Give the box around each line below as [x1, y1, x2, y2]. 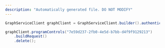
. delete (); [14, 39, 36, 44]
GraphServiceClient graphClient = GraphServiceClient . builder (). [5, 21, 141, 25]
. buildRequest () [14, 34, 48, 39]
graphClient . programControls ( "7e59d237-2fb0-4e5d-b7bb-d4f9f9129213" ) [5, 29, 153, 34]
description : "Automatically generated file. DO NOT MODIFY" [5, 7, 133, 12]
